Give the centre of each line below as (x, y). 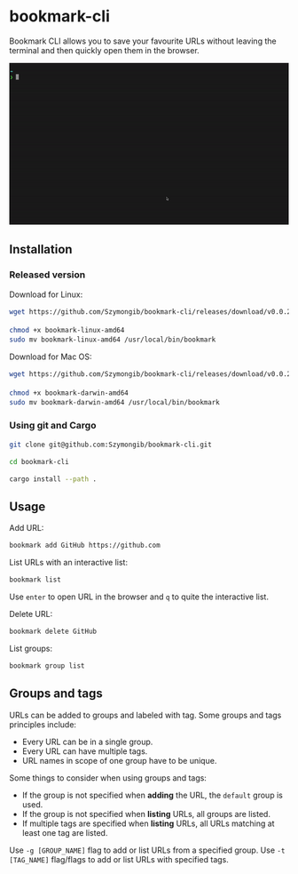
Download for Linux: (46, 294)
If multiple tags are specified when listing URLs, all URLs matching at (148, 823)
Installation (41, 249)
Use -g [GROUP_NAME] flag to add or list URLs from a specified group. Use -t (147, 850)
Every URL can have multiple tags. (85, 751)
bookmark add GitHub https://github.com (85, 545)
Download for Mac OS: (51, 357)
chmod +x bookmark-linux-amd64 (67, 331)
